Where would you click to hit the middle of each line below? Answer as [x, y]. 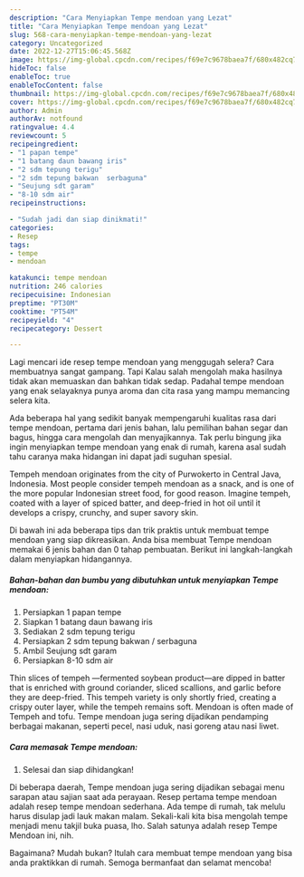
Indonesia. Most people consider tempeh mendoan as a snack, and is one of [152, 484]
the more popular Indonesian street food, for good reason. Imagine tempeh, [150, 494]
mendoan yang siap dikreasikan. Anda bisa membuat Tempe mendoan [141, 540]
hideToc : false [38, 69]
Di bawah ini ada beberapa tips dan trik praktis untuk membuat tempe [139, 530]
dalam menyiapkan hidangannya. [71, 559]
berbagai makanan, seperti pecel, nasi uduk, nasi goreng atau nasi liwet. [144, 727]
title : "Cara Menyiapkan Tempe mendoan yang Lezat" [109, 26]
